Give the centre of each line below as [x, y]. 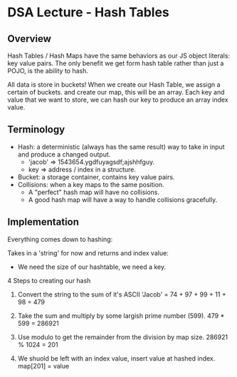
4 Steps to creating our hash [49, 280]
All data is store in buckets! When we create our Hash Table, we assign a [114, 85]
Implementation [43, 222]
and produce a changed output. [64, 154]
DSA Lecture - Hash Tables [88, 12]
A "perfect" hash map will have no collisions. [94, 192]
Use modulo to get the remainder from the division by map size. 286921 [123, 337]
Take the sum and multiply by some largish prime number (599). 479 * [121, 315]
